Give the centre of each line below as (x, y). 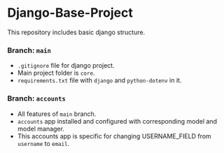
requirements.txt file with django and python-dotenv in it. (99, 80)
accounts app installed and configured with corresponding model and (117, 121)
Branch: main (29, 50)
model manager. (41, 129)
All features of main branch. (57, 114)
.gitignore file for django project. (66, 66)
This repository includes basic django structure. (76, 32)
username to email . (43, 143)
